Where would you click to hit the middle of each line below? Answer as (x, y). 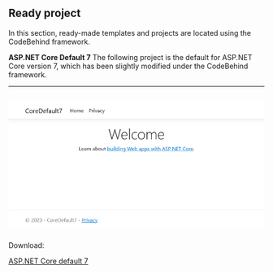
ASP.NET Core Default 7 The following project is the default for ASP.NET (130, 57)
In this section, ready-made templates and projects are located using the (130, 32)
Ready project (45, 13)
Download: (26, 245)
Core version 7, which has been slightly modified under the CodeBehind (128, 66)
